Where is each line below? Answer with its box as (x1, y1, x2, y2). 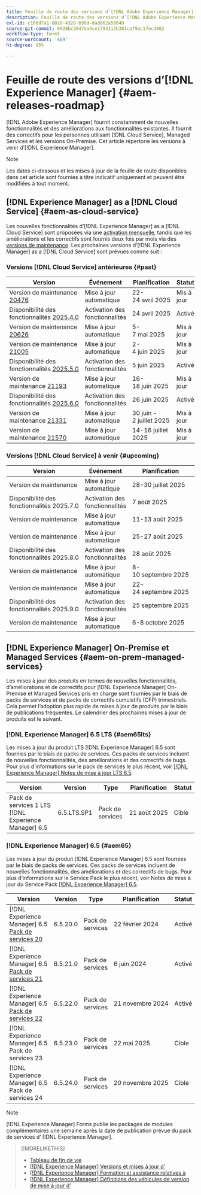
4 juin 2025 (132, 347, 165, 356)
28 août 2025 (132, 550, 172, 558)
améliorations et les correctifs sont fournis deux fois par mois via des (6, 235, 176, 242)
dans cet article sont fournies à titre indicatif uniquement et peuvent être (6, 173, 185, 180)
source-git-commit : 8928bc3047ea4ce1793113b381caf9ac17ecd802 (6, 25, 165, 32)
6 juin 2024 (113, 959, 147, 967)
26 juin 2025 (132, 395, 169, 404)
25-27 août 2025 (132, 532, 184, 541)
